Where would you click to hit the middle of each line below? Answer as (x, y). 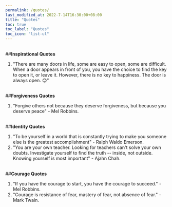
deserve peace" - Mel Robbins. (46, 111)
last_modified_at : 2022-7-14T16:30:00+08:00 (54, 15)
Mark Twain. (26, 200)
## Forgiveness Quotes (30, 96)
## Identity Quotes (25, 127)
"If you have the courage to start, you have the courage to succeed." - (87, 184)
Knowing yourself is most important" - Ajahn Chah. (66, 158)
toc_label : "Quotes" (27, 29)
